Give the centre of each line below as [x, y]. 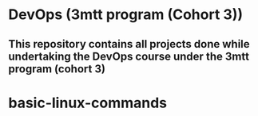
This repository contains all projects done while [129, 44]
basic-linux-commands [88, 103]
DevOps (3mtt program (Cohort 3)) [126, 15]
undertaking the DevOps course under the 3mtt [129, 56]
